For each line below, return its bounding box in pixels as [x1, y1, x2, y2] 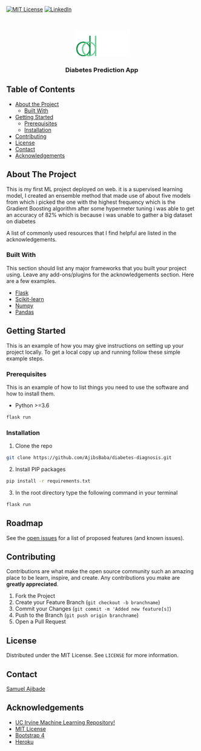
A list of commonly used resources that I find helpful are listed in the [6, 229, 177, 236]
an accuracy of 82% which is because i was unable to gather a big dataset [6, 211, 193, 218]
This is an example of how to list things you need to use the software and [6, 383, 189, 391]
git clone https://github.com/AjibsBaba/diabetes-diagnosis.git [6, 455, 172, 461]
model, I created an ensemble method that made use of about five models [6, 192, 191, 199]
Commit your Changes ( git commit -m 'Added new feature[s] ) [15, 605, 171, 613]
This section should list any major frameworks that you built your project [6, 264, 186, 271]
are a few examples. [6, 277, 57, 284]
